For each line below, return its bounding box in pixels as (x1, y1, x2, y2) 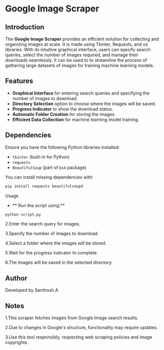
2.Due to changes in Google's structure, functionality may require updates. (5, 325, 158, 330)
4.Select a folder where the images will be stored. (5, 240, 107, 246)
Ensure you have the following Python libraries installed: (5, 144, 120, 150)
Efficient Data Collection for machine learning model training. (12, 117, 139, 122)
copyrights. (5, 340, 29, 345)
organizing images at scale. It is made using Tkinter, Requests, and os (5, 41, 148, 47)
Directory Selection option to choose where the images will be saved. (12, 101, 157, 107)
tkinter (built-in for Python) (12, 154, 70, 160)
